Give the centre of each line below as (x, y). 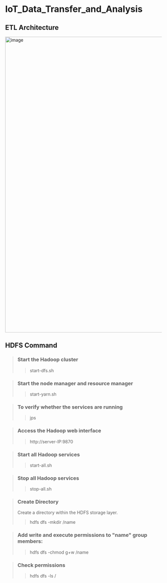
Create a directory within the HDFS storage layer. (68, 512)
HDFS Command (31, 346)
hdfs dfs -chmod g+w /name (59, 552)
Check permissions (41, 565)
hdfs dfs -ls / (43, 576)
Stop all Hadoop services (48, 478)
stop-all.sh (41, 489)
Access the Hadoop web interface (59, 431)
